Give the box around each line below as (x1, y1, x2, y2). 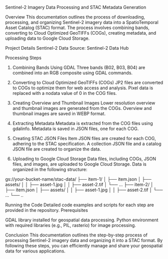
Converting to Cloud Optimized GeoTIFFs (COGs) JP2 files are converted (12, 80, 163, 85)
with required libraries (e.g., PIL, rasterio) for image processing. (5, 222, 136, 228)
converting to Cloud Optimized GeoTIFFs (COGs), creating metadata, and (5, 30, 156, 36)
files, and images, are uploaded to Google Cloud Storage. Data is (12, 161, 147, 167)
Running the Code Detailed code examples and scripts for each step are (5, 202, 154, 208)
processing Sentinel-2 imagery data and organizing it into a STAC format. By (5, 237, 163, 243)
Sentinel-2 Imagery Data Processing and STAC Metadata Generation (5, 5, 146, 10)
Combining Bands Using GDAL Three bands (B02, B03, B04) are (12, 65, 145, 70)
